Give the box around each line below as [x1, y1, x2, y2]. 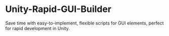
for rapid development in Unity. [5, 25, 70, 31]
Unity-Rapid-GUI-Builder [5, 3, 112, 15]
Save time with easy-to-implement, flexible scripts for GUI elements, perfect [5, 20, 164, 26]
